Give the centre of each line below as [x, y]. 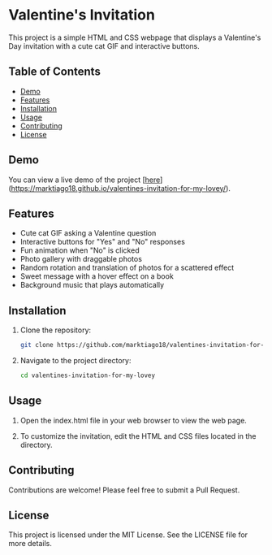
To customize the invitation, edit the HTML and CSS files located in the [138, 436]
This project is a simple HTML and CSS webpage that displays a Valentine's [135, 37]
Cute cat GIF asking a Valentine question [88, 233]
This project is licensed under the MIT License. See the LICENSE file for [128, 535]
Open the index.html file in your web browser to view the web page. [134, 420]
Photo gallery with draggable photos [81, 259]
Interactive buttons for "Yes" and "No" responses [102, 242]
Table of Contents [55, 72]
